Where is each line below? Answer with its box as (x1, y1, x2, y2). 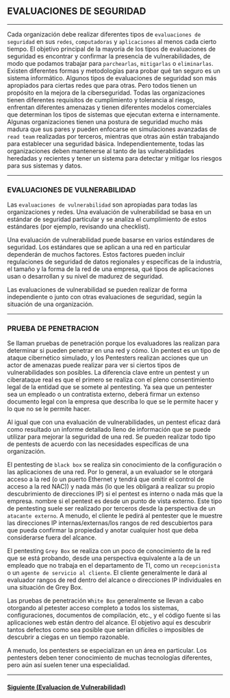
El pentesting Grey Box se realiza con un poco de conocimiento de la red (7, 547, 211, 555)
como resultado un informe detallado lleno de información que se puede (7, 426, 211, 434)
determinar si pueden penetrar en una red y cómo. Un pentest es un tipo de (7, 347, 220, 355)
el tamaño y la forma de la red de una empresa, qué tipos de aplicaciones (7, 265, 214, 273)
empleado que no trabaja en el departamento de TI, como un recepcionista (7, 561, 220, 570)
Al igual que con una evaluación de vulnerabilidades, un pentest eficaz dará (7, 418, 221, 426)
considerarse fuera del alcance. (7, 533, 97, 542)
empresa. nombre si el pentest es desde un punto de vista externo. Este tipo (7, 497, 222, 505)
